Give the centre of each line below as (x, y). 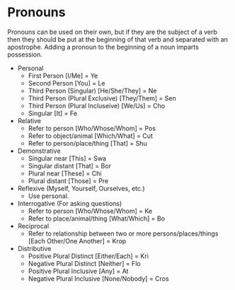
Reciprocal (33, 226)
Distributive (34, 248)
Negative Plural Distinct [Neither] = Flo (84, 263)
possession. (25, 54)
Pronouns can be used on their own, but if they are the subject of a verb (113, 32)
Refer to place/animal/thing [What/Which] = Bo (96, 218)
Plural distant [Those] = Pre (68, 180)
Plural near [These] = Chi (65, 173)
